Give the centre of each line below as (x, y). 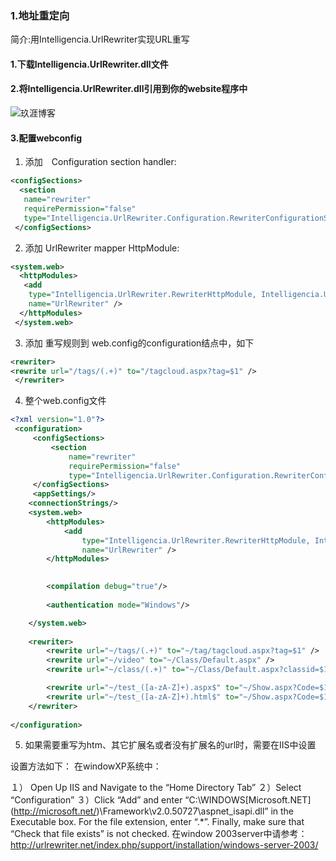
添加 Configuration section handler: (100, 162)
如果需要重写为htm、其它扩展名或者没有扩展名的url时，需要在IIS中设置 (170, 745)
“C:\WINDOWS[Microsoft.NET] (248, 800)
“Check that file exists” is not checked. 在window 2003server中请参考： (159, 834)
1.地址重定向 (40, 15)
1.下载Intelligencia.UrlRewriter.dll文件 (89, 64)
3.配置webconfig (46, 138)
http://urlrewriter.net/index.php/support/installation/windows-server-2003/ (164, 845)
